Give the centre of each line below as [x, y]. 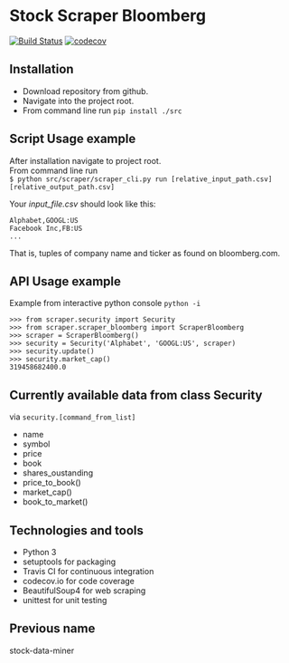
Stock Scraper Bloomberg [108, 16]
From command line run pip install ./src [102, 110]
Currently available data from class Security [136, 395]
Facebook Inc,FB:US [46, 228]
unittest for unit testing [65, 600]
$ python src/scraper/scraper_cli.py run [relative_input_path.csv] [141, 179]
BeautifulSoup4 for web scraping [84, 591]
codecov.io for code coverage [79, 581]
